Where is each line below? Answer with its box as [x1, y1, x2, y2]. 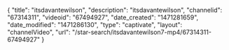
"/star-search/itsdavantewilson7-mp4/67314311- [72, 28, 212, 36]
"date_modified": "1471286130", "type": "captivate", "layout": [7, 21, 183, 28]
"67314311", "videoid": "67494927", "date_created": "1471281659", [7, 13, 199, 22]
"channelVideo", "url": [7, 28, 71, 36]
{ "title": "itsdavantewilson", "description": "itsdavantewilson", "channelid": [7, 6, 223, 14]
